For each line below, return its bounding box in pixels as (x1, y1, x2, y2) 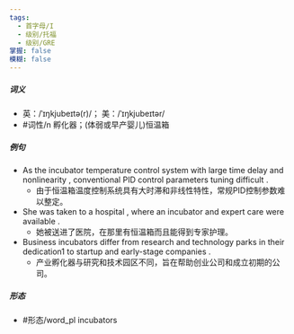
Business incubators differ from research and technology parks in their (22, 236, 285, 247)
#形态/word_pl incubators (22, 314, 118, 325)
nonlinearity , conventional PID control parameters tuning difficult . (22, 174, 269, 185)
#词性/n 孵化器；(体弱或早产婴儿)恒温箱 (22, 119, 170, 130)
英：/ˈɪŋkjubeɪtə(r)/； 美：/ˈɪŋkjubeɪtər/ (22, 108, 165, 119)
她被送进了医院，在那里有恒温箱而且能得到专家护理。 (35, 226, 234, 237)
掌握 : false (9, 47, 51, 56)
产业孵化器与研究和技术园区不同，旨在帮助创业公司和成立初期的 (35, 257, 272, 268)
